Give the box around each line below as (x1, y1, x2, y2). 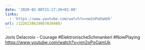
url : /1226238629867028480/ (5, 21, 63, 26)
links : (5, 12, 19, 17)
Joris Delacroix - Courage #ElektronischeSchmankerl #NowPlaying (5, 34, 141, 40)
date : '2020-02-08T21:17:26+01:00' (5, 7, 78, 12)
